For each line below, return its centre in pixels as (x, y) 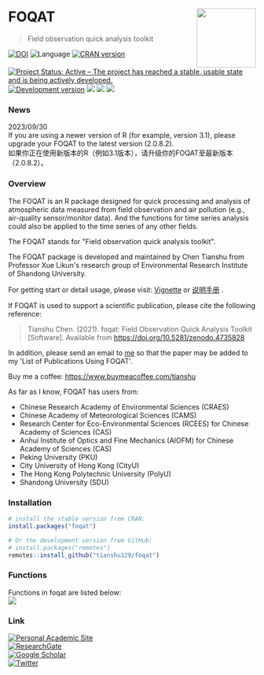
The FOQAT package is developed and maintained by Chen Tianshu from (126, 257)
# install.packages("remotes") (59, 547)
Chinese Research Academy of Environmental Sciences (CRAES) (124, 406)
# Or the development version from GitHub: (81, 540)
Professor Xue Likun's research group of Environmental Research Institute (128, 265)
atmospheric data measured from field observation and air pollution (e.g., (127, 210)
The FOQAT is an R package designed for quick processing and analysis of (129, 201)
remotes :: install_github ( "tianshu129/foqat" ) (84, 555)
